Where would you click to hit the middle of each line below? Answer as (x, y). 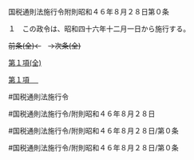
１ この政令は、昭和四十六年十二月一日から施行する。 (99, 29)
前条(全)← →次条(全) (45, 46)
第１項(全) (25, 63)
